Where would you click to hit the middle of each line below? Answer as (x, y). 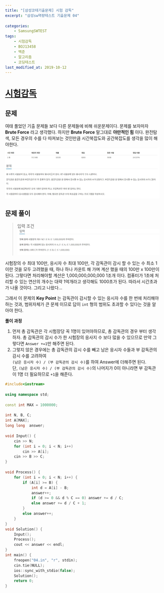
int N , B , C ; (18, 415)
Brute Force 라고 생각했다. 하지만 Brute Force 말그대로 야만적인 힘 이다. (75, 132)
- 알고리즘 (23, 57)
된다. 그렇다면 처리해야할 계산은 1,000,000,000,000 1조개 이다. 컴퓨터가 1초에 (80, 275)
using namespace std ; (27, 394)
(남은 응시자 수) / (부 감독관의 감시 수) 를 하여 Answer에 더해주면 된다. (79, 362)
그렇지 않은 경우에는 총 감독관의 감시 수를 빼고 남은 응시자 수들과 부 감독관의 (85, 350)
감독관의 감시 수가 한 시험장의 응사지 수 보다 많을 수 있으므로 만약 (90, 337)
